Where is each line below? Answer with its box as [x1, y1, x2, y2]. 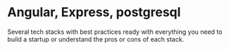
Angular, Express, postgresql [7, 4, 181, 20]
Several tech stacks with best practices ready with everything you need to [7, 27, 223, 36]
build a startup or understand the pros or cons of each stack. [7, 35, 185, 43]
